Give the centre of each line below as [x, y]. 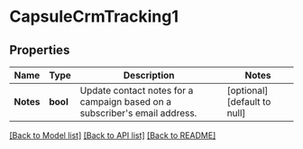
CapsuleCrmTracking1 [94, 17]
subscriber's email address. [138, 113]
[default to [249, 102]
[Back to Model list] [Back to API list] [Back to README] [113, 135]
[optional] [248, 90]
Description [149, 75]
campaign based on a [125, 102]
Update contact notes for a [137, 90]
